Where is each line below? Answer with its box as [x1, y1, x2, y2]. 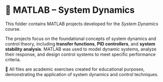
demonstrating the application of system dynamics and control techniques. [5, 71, 159, 77]
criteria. [5, 56, 21, 62]
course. [5, 26, 21, 32]
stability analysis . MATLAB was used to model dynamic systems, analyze [5, 46, 157, 52]
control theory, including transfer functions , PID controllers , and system [5, 41, 156, 46]
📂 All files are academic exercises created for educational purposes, [5, 66, 145, 72]
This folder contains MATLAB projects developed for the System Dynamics [5, 21, 159, 27]
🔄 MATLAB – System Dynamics [5, 4, 135, 16]
